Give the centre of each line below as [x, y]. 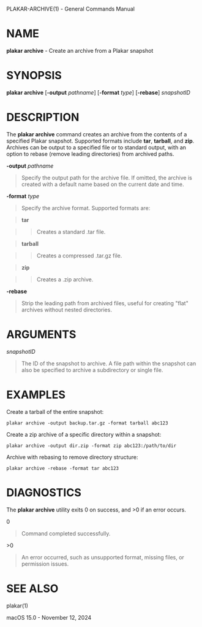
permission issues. [45, 564]
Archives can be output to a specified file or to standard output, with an [96, 147]
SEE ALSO [32, 588]
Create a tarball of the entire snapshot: [55, 411]
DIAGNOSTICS [44, 492]
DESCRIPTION [43, 118]
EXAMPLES [36, 395]
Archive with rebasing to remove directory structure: [73, 457]
